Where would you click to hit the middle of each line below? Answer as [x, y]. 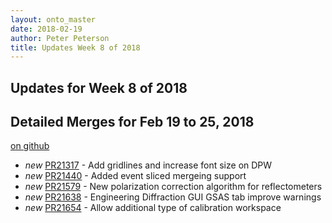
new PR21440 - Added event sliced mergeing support [135, 176]
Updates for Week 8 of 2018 [99, 87]
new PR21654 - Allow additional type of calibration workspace [153, 208]
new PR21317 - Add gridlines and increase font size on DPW [148, 165]
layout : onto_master [53, 19]
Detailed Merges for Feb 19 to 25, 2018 [132, 122]
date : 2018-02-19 [46, 29]
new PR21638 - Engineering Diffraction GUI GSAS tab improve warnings [173, 197]
